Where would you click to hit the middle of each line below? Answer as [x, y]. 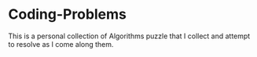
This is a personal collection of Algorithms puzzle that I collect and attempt [129, 36]
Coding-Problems [68, 14]
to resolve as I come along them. [61, 44]
